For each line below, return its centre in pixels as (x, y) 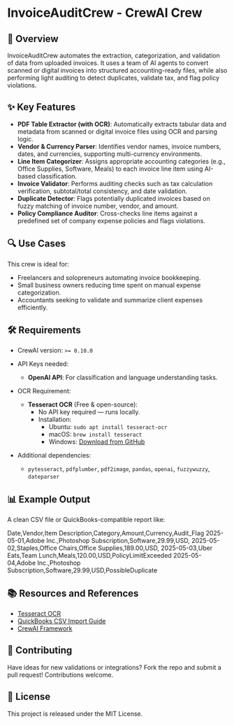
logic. (25, 139)
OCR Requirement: (44, 391)
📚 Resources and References (73, 593)
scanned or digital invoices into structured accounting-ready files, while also (117, 70)
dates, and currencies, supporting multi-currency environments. (110, 154)
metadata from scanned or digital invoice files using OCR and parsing (117, 132)
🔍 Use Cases (37, 244)
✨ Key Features (41, 107)
